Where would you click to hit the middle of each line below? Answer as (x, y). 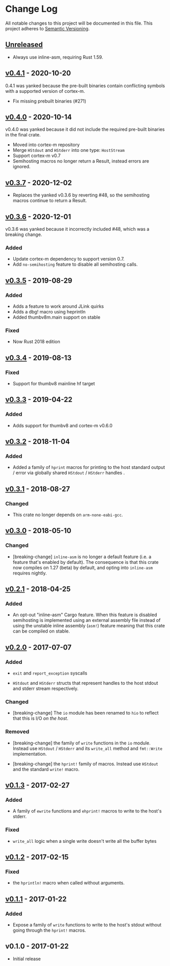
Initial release (27, 959)
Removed (17, 732)
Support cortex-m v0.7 (37, 156)
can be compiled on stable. (41, 631)
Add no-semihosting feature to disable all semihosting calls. (75, 264)
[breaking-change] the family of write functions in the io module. (81, 743)
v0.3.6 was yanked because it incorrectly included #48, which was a (77, 229)
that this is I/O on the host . (40, 718)
